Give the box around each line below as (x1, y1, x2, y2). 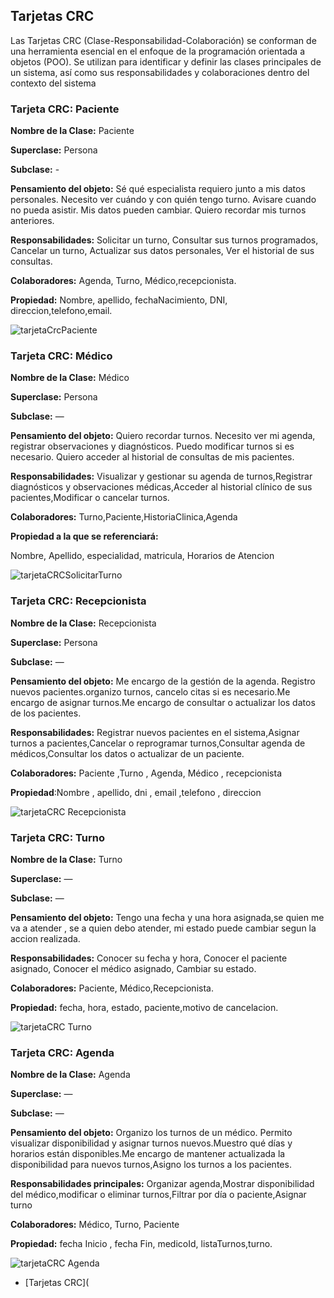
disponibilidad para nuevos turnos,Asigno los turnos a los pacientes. (10, 1159, 292, 1171)
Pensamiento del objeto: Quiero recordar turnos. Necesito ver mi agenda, (10, 430, 316, 442)
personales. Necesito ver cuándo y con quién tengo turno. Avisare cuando (10, 194, 317, 206)
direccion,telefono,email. (10, 305, 113, 317)
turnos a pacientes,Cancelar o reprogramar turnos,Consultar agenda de (10, 737, 306, 749)
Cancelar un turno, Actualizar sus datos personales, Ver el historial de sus (10, 245, 315, 257)
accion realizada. (10, 933, 81, 944)
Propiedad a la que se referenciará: (10, 530, 159, 543)
